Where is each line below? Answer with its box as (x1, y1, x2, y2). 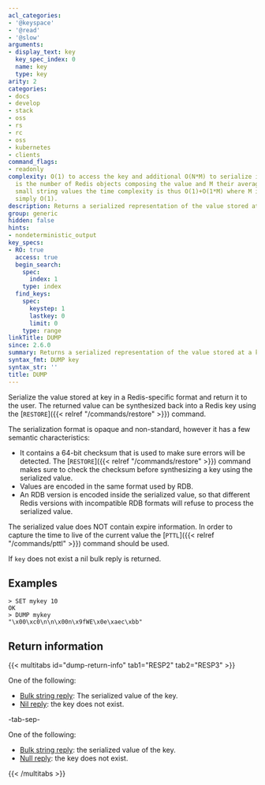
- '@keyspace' (8, 19, 55, 27)
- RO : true (8, 246, 44, 254)
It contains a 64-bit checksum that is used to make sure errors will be (19, 448, 246, 457)
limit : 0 (28, 319, 58, 327)
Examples (8, 576, 58, 590)
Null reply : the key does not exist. (19, 753, 129, 763)
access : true (15, 253, 58, 261)
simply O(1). (15, 195, 58, 203)
